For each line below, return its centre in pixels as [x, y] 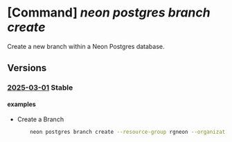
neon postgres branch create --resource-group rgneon [109, 132]
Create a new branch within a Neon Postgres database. [86, 46]
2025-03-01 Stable [40, 88]
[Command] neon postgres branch [109, 13]
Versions [27, 68]
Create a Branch [41, 119]
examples [21, 104]
